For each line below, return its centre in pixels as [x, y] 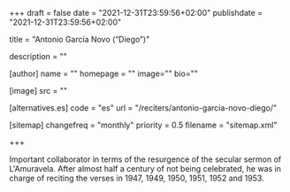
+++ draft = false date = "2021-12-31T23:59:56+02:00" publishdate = [136, 13]
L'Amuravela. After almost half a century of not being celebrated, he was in [145, 169]
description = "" [38, 56]
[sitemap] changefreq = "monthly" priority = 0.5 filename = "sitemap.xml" [143, 125]
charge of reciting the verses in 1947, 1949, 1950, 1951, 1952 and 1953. [137, 178]
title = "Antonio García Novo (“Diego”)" [80, 39]
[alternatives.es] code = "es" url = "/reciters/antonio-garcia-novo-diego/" [143, 108]
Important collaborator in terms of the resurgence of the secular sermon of [145, 159]
